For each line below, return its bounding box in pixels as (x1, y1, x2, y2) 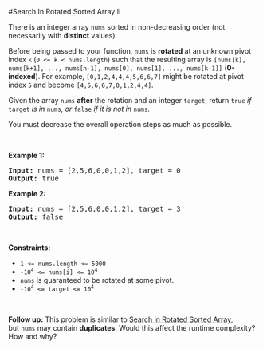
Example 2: (8, 189, 46, 198)
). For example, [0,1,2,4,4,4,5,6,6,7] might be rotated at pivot (35, 72, 245, 81)
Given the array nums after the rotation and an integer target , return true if (8, 96, 252, 105)
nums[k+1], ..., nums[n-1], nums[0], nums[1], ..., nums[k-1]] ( (8, 63, 227, 73)
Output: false (8, 212, 64, 221)
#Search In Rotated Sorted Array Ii (8, 7, 121, 16)
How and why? (8, 331, 57, 341)
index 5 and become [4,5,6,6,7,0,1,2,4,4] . (8, 80, 154, 89)
